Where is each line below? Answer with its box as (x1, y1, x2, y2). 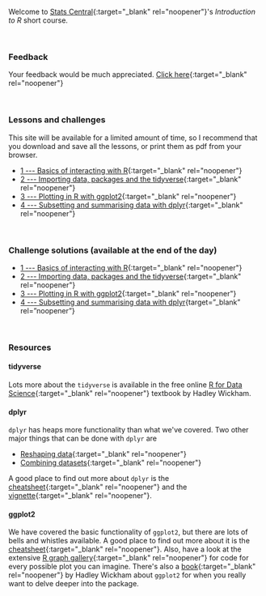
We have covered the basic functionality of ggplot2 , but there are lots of (8, 527, 248, 537)
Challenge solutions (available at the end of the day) (8, 245, 217, 256)
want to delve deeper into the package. (8, 579, 139, 589)
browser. (8, 150, 38, 160)
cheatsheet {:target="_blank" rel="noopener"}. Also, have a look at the (8, 544, 242, 554)
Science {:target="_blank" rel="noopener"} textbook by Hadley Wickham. (8, 389, 252, 398)
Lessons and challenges (8, 114, 106, 126)
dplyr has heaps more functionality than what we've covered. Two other (8, 425, 249, 435)
